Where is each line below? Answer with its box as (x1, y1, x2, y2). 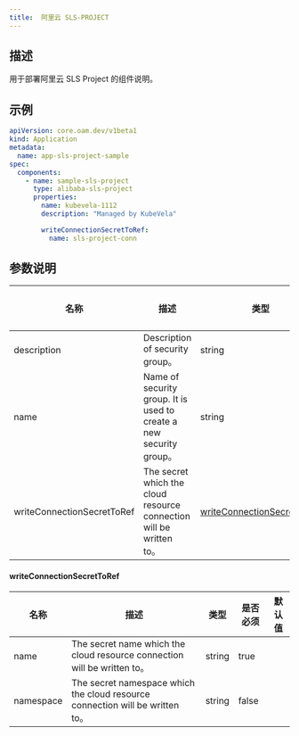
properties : (32, 193, 77, 202)
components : (17, 168, 62, 177)
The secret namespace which (70, 676, 196, 689)
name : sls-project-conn (48, 234, 138, 243)
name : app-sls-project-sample (17, 151, 129, 161)
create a (142, 416, 178, 428)
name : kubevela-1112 (41, 202, 117, 211)
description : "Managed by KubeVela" (41, 210, 177, 219)
